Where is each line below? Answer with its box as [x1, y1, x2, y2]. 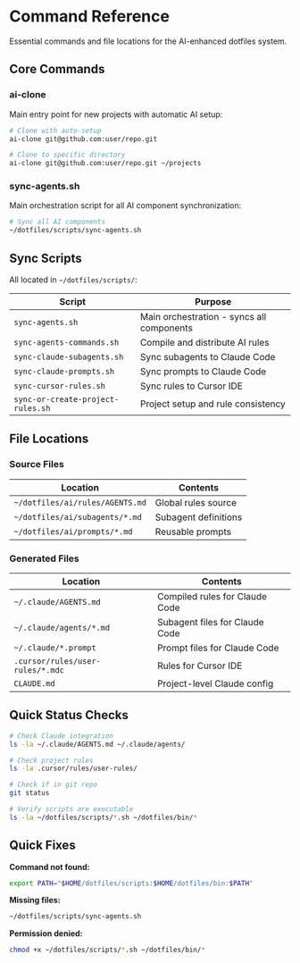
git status [9, 789, 50, 798]
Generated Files [9, 552, 80, 565]
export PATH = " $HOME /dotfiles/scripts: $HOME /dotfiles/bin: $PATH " [9, 878, 254, 888]
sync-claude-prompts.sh [13, 366, 115, 376]
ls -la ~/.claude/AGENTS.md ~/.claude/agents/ [9, 740, 186, 749]
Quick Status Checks [9, 708, 129, 723]
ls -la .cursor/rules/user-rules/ [9, 764, 138, 774]
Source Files [9, 458, 64, 471]
